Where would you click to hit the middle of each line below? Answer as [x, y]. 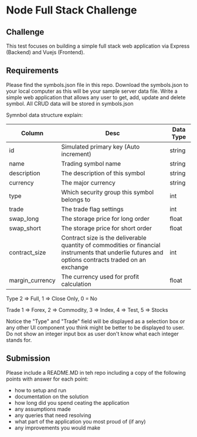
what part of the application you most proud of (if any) [80, 421]
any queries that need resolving [53, 415]
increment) [77, 154]
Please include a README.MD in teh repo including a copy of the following [96, 372]
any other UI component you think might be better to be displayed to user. [95, 327]
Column [32, 133]
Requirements [32, 71]
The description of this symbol [103, 173]
